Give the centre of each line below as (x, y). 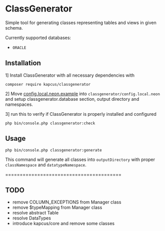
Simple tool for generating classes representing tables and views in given (81, 23)
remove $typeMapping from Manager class (57, 207)
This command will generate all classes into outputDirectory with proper (80, 159)
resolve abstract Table (35, 213)
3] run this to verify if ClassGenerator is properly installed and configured (81, 114)
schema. (14, 28)
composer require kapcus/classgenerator (48, 84)
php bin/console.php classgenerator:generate (53, 150)
